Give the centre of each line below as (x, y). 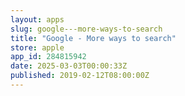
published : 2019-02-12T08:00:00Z (80, 76)
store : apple (37, 47)
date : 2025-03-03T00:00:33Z (69, 66)
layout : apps (37, 19)
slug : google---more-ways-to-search (86, 29)
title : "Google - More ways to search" (93, 38)
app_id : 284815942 (48, 57)
